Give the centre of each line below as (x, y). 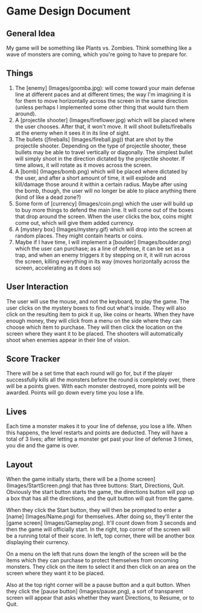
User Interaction (37, 287)
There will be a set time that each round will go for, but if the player (90, 374)
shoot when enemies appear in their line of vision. (68, 340)
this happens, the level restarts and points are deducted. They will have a (97, 433)
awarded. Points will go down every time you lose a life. (75, 393)
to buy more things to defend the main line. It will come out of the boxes (104, 210)
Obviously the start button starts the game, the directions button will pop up (100, 492)
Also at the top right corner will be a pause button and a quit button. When (99, 585)
